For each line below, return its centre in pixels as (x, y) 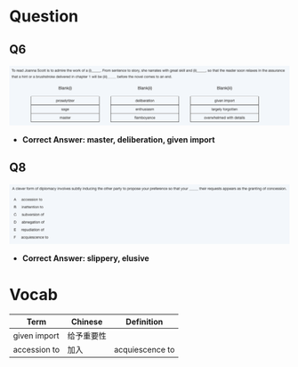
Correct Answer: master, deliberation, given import (118, 139)
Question (44, 16)
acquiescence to (145, 349)
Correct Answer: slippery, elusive (85, 258)
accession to (36, 349)
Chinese (87, 322)
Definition (145, 322)
